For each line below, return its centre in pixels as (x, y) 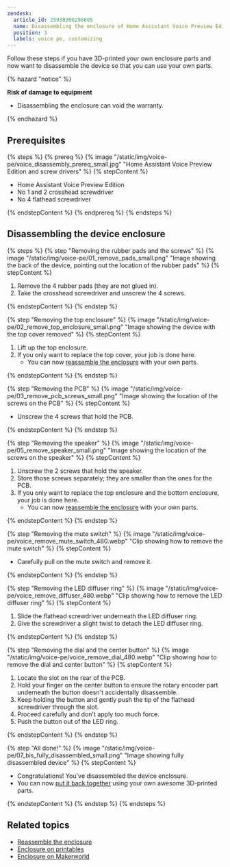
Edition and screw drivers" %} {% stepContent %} (78, 171)
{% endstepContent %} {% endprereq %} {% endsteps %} (90, 212)
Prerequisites (36, 140)
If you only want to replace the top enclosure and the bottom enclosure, (118, 492)
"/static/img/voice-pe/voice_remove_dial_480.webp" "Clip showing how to (112, 657)
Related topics (38, 826)
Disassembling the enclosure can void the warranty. (90, 106)
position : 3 (30, 33)
